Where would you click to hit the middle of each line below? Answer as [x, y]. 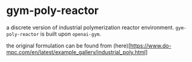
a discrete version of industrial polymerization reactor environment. [90, 27]
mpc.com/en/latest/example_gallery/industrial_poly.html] [77, 52]
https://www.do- [151, 46]
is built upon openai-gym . [71, 33]
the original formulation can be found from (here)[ [68, 46]
